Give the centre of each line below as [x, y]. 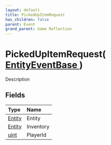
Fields [15, 95]
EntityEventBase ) [44, 65]
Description [17, 79]
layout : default [23, 10]
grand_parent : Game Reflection [39, 29]
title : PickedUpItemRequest [35, 15]
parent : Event [20, 24]
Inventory [38, 127]
